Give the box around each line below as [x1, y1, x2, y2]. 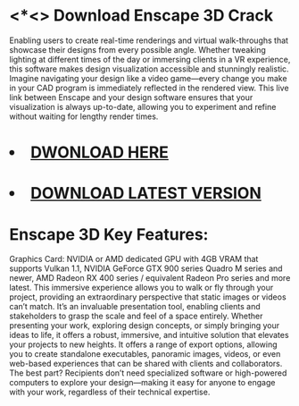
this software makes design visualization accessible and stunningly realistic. [9, 63, 289, 74]
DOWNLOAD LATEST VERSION [30, 183, 262, 204]
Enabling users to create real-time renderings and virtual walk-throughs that [9, 35, 288, 46]
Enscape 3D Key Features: [9, 224, 209, 244]
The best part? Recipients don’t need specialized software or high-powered [9, 368, 287, 378]
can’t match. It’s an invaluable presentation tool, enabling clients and [9, 301, 261, 312]
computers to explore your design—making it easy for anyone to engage [9, 377, 276, 388]
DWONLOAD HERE [30, 142, 170, 163]
